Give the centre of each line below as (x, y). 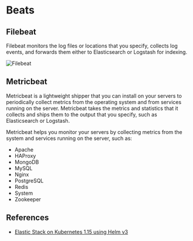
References (27, 218)
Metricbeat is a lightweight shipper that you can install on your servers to (94, 96)
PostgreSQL (29, 180)
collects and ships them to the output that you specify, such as (82, 114)
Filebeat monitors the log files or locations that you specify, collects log (92, 46)
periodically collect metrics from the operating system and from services (94, 102)
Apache (24, 149)
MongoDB (27, 162)
